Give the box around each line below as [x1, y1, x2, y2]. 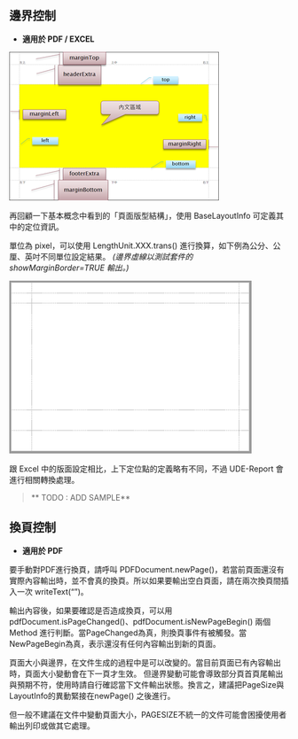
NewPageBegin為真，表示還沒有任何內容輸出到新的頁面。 [9, 638, 222, 649]
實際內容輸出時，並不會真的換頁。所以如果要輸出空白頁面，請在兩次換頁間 [9, 575, 281, 586]
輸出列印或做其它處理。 [9, 720, 95, 731]
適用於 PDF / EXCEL [21, 34, 95, 44]
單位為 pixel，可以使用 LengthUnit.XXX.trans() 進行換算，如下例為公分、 [9, 240, 273, 251]
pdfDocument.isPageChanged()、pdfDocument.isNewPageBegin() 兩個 [9, 616, 271, 626]
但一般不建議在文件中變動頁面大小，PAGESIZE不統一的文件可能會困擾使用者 [9, 709, 286, 720]
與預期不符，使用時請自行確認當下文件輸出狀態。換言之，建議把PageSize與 [9, 679, 285, 689]
